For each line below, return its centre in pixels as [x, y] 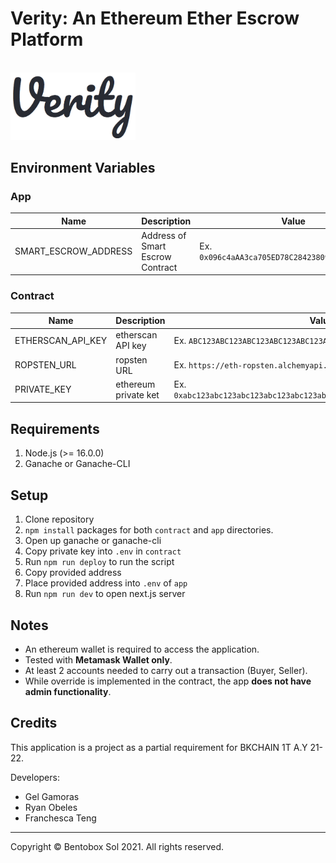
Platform [47, 39]
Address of [164, 235]
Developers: [35, 777]
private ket [137, 394]
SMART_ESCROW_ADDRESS [73, 251]
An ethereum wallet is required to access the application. [142, 649]
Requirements [55, 428]
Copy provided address [73, 573]
